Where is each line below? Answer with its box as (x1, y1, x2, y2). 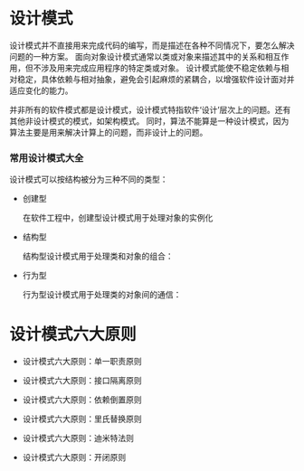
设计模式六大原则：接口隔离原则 (22, 375, 142, 386)
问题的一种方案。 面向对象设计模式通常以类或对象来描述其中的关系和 (9, 51, 265, 61)
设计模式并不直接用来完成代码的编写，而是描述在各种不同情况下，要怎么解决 (9, 40, 295, 51)
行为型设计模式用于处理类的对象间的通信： (22, 289, 182, 300)
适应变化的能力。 (9, 85, 73, 96)
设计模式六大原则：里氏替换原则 (22, 413, 142, 425)
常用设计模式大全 (9, 151, 84, 164)
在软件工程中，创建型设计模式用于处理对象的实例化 (22, 212, 214, 223)
